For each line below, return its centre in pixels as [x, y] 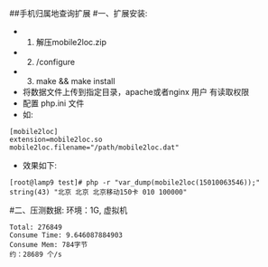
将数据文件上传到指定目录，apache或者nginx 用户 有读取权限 [136, 92]
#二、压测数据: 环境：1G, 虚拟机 [69, 210]
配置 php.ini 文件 [53, 103]
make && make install [75, 81]
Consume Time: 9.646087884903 [66, 235]
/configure [55, 62]
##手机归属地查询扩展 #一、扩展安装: [79, 13]
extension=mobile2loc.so [56, 139]
